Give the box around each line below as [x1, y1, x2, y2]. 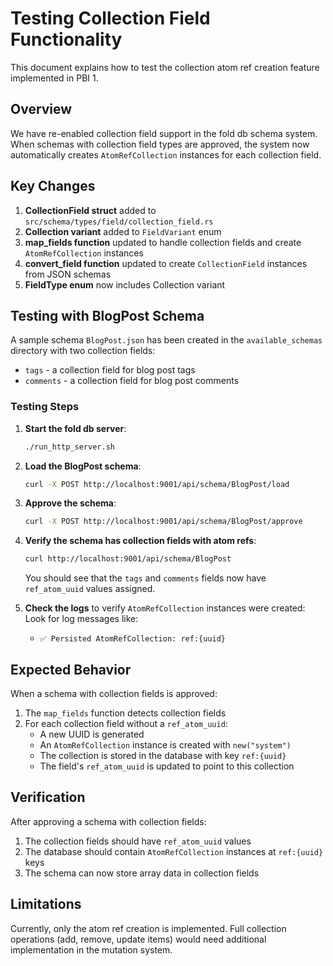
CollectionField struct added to [24, 204, 157, 216]
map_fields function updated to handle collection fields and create [24, 236, 302, 248]
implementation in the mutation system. [10, 943, 173, 956]
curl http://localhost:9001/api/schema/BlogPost [24, 554, 232, 564]
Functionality [10, 28, 123, 51]
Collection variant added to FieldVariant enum [24, 225, 222, 237]
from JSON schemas [24, 268, 112, 280]
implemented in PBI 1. [10, 72, 99, 84]
